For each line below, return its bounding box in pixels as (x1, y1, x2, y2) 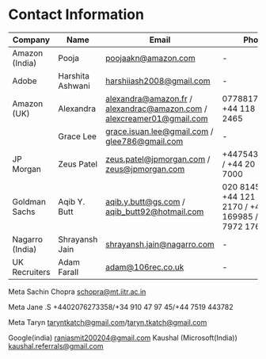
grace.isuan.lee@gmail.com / (105, 125, 214, 136)
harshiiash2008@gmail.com (105, 75, 211, 86)
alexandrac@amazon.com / (105, 103, 207, 114)
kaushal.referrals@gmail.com (8, 341, 104, 350)
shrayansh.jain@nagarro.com (105, 239, 215, 250)
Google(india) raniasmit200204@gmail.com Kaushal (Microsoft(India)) (8, 333, 237, 342)
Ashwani (58, 80, 91, 91)
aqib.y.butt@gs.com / (105, 196, 186, 207)
